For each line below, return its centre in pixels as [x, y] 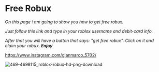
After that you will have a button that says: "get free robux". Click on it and [79, 40]
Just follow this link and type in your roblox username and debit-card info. [79, 31]
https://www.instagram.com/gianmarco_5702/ [51, 55]
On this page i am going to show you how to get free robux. [64, 22]
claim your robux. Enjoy [29, 45]
